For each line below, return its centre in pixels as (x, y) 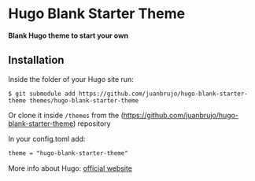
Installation (36, 60)
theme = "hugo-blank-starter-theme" (68, 153)
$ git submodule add (42, 94)
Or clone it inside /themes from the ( (66, 115)
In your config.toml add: (47, 139)
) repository (92, 124)
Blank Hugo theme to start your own (68, 35)
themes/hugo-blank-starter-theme (84, 100)
